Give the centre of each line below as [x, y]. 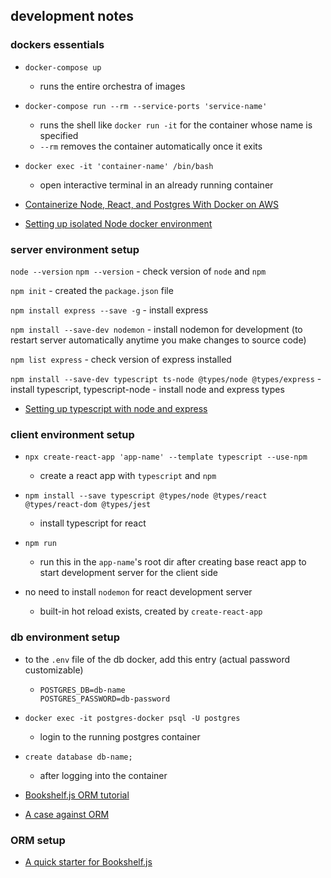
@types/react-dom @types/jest [88, 505]
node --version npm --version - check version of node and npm [138, 271]
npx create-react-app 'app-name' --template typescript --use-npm [166, 457]
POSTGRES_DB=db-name [82, 690]
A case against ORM [67, 814]
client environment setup [72, 434]
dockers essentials [57, 45]
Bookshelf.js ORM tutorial [77, 795]
